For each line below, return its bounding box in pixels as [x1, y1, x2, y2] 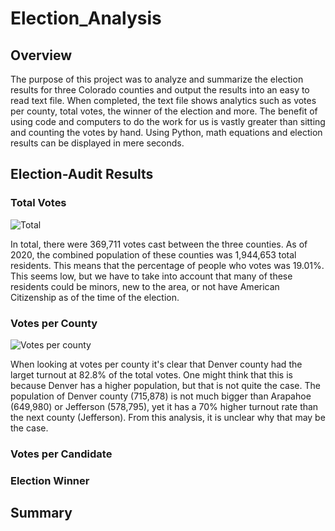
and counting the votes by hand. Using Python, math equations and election [10, 127, 323, 138]
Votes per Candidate [10, 447, 113, 461]
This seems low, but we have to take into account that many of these [10, 270, 293, 282]
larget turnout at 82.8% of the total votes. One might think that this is [10, 368, 293, 381]
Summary [10, 505, 73, 522]
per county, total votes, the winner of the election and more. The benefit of [10, 105, 318, 117]
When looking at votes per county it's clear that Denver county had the [10, 358, 303, 370]
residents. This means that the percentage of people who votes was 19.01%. [10, 259, 325, 271]
